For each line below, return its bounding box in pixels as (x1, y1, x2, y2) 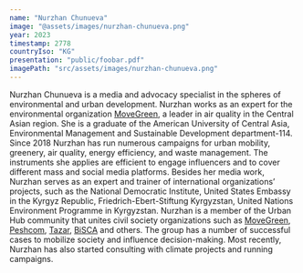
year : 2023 (9, 30, 51, 39)
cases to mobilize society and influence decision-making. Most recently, (9, 234, 282, 245)
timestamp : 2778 (9, 38, 71, 48)
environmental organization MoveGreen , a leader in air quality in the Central (9, 108, 294, 119)
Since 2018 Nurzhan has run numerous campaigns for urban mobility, (9, 137, 271, 148)
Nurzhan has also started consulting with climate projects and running (9, 243, 274, 255)
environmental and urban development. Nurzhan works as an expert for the (9, 98, 293, 109)
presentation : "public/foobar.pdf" (9, 56, 145, 65)
